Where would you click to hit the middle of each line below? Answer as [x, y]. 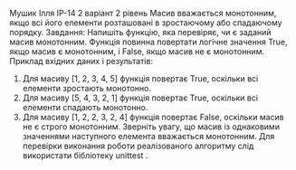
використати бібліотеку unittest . [85, 156]
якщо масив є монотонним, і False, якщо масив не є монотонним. [137, 52]
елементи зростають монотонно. [87, 88]
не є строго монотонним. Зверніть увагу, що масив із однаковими [151, 127]
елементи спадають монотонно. [85, 107]
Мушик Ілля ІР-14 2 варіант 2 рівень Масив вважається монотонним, [143, 13]
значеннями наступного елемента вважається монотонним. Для [148, 136]
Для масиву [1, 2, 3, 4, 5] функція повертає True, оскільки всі [140, 79]
